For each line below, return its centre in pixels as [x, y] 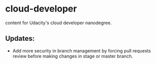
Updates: [20, 39]
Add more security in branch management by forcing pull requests [82, 50]
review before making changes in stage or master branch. [73, 56]
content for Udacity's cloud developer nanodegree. [59, 23]
